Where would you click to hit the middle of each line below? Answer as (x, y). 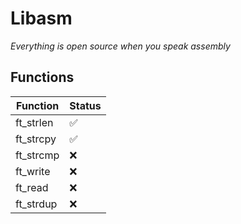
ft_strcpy (36, 139)
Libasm (41, 18)
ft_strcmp (37, 155)
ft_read (32, 187)
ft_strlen (34, 122)
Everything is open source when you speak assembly (120, 46)
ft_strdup (36, 204)
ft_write (33, 171)
